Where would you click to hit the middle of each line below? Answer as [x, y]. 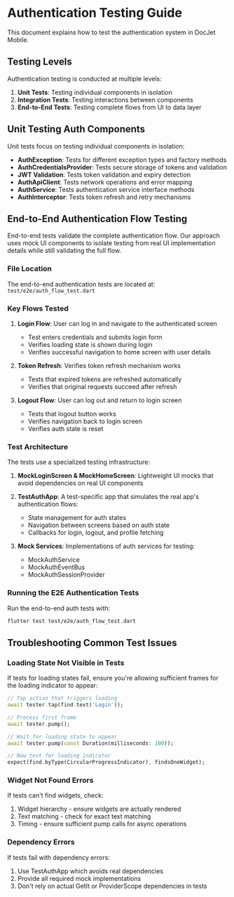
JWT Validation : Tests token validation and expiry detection [104, 174]
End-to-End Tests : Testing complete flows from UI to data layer [109, 107]
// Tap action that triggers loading [62, 699]
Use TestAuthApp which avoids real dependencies [90, 871]
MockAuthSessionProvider [66, 575]
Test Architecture [38, 446]
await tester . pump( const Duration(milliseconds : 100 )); [90, 743]
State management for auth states [77, 518]
